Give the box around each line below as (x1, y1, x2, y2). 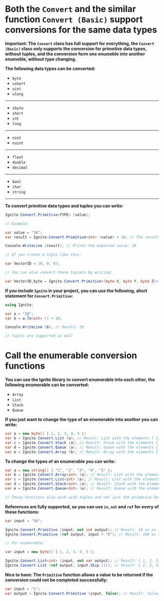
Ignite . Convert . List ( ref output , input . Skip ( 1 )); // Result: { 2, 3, (5, 563, 154, 568)
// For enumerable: (5, 541, 45, 546)
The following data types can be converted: (5, 65, 96, 72)
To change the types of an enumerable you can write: (5, 458, 116, 464)
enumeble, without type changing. (5, 56, 77, 62)
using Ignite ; (5, 302, 34, 307)
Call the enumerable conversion (5, 350, 138, 361)
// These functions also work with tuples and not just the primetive (5, 495, 152, 500)
